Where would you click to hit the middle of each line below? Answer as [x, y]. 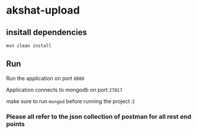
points [15, 124]
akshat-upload [43, 10]
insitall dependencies [47, 32]
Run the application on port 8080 [45, 78]
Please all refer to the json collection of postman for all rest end [99, 116]
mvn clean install [29, 46]
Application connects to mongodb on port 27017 [64, 90]
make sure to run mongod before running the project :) [70, 101]
